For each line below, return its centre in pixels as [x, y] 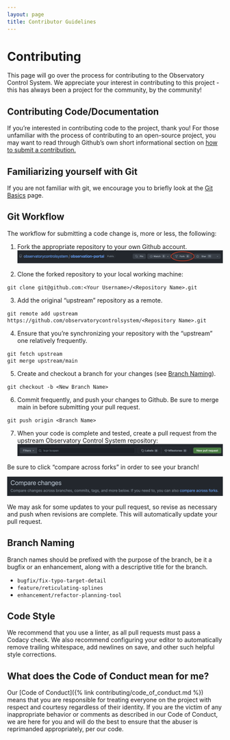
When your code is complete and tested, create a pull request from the [117, 433]
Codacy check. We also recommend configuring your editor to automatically [115, 640]
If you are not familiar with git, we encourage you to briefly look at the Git [110, 188]
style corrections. [32, 654]
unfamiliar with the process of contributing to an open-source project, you [112, 135]
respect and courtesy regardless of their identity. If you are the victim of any [115, 707]
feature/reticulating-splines [60, 588]
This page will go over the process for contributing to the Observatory [106, 75]
